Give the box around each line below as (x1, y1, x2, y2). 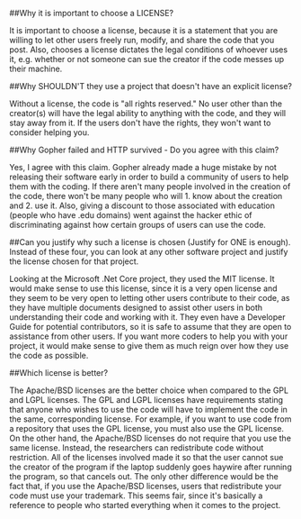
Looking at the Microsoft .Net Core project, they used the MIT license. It (9, 274, 276, 284)
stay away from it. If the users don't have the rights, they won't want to (9, 117, 271, 128)
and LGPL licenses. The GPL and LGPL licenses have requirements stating (9, 395, 284, 405)
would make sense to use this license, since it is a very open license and (9, 283, 278, 294)
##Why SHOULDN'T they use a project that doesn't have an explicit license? (9, 81, 292, 91)
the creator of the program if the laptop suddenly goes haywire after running (9, 461, 292, 472)
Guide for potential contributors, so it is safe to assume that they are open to (9, 322, 292, 332)
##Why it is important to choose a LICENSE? (9, 8, 173, 18)
